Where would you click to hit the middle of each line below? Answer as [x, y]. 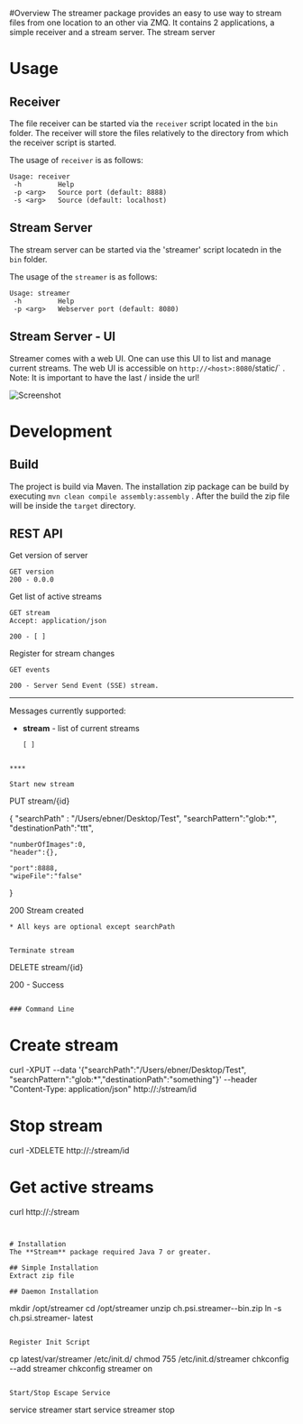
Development [61, 431]
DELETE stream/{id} [46, 968]
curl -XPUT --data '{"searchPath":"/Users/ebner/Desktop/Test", [128, 1070]
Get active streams [82, 1187]
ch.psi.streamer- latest [51, 1318]
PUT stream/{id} [40, 801]
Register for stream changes [62, 654]
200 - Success [37, 985]
